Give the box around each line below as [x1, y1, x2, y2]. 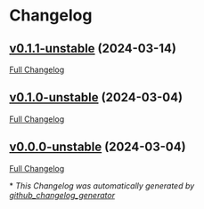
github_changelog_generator [9, 189, 116, 200]
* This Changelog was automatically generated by [9, 180, 195, 191]
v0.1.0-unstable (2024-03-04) [9, 90, 184, 105]
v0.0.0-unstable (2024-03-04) [9, 140, 186, 155]
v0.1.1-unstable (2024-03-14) [9, 41, 176, 56]
